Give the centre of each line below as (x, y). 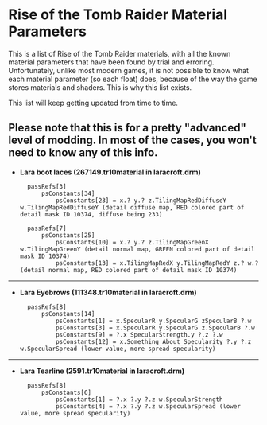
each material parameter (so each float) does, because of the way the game (133, 79)
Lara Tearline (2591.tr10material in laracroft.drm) (102, 371)
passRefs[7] (47, 228)
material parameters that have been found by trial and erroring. (111, 62)
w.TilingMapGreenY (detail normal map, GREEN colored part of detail (137, 249)
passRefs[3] (47, 186)
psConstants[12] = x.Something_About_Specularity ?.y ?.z (153, 341)
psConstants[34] (68, 193)
